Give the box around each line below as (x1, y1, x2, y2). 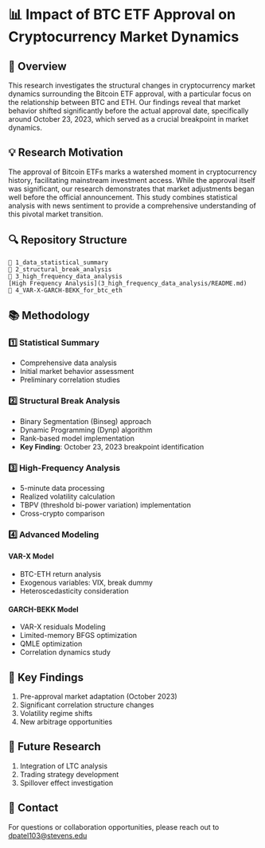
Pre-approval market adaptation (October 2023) (19, 692, 177, 702)
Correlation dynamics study (19, 648, 111, 657)
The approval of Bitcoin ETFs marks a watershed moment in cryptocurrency (8, 167, 257, 177)
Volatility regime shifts (19, 709, 93, 718)
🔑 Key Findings (8, 671, 84, 684)
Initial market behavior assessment (19, 367, 134, 376)
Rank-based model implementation (19, 434, 135, 443)
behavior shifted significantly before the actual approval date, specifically (8, 106, 249, 115)
